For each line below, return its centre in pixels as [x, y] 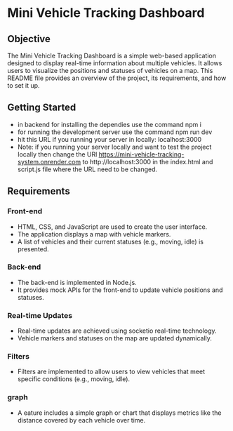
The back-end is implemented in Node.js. [77, 282]
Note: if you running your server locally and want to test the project [114, 147]
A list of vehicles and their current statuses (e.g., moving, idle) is [110, 241]
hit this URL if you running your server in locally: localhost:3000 [109, 139]
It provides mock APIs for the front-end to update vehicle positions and [120, 290]
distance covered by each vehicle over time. [81, 420]
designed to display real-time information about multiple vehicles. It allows [115, 63]
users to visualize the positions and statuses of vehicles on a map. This [110, 71]
